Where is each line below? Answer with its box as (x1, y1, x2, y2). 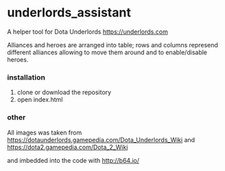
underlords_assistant (7, 5, 132, 21)
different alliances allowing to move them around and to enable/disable (7, 48, 208, 56)
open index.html (16, 95, 63, 104)
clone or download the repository (16, 88, 112, 97)
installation (7, 72, 46, 82)
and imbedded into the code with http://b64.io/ (7, 156, 139, 164)
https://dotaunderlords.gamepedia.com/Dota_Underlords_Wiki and (7, 135, 196, 144)
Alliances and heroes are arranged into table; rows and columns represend (7, 41, 218, 49)
